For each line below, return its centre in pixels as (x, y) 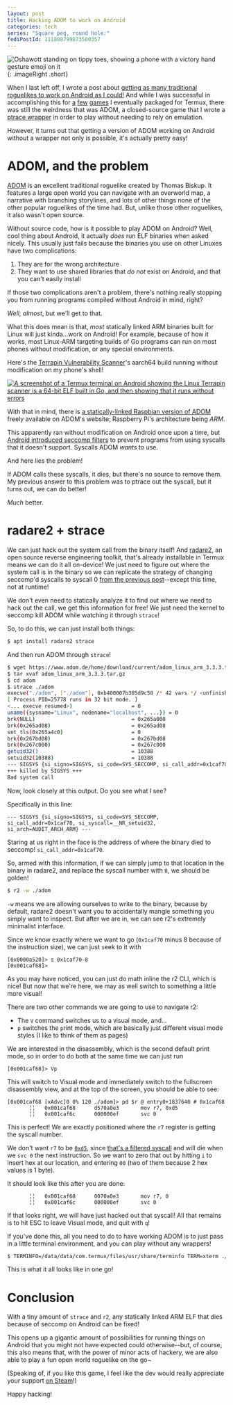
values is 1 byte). (31, 1170)
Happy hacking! (30, 1394)
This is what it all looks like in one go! (60, 1269)
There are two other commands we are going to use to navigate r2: (103, 1007)
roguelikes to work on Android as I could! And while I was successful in (109, 95)
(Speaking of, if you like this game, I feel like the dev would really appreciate (116, 1373)
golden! (18, 878)
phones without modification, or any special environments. (91, 349)
